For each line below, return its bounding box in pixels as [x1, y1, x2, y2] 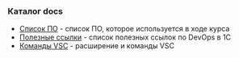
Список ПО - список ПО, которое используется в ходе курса [19, 24, 230, 34]
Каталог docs [7, 6, 64, 17]
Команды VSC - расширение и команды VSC [19, 41, 175, 51]
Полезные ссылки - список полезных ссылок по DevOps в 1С [19, 32, 232, 42]
